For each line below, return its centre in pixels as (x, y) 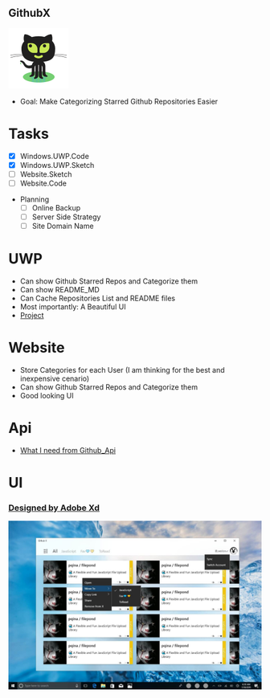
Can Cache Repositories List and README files (97, 298)
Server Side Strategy (66, 217)
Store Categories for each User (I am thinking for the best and (122, 370)
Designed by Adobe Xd (54, 508)
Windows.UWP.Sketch (57, 165)
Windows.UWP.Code (55, 156)
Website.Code (43, 183)
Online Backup (56, 208)
